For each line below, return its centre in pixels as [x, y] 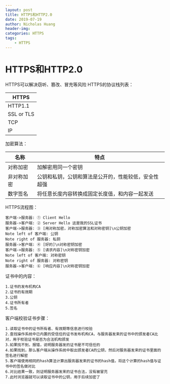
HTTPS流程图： [22, 207]
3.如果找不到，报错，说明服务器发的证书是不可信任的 [53, 345]
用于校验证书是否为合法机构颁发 [41, 339]
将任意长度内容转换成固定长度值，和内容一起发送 [95, 194]
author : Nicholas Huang [30, 24]
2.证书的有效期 [19, 292]
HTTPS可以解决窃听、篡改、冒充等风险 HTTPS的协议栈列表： [69, 84]
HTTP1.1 [18, 106]
